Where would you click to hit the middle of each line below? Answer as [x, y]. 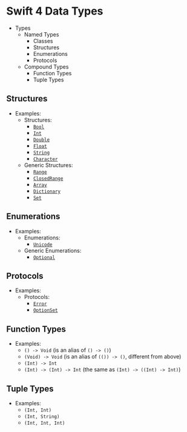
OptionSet [45, 310]
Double [41, 140]
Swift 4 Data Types [55, 11]
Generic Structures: [48, 165]
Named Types [41, 34]
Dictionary [47, 191]
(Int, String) [42, 417]
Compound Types [46, 67]
